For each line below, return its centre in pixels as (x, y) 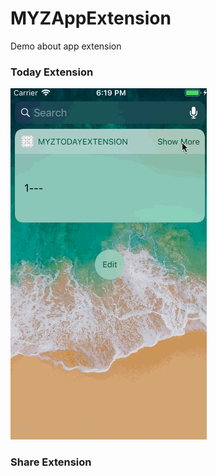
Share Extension (51, 462)
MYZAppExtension (91, 18)
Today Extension (52, 72)
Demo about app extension (66, 46)
